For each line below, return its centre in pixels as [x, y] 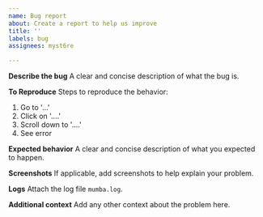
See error [36, 134]
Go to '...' [35, 108]
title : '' [25, 31]
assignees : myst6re [41, 46]
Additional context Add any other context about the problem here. [119, 205]
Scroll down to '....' [51, 125]
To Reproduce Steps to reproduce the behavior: [88, 92]
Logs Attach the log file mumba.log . [66, 189]
